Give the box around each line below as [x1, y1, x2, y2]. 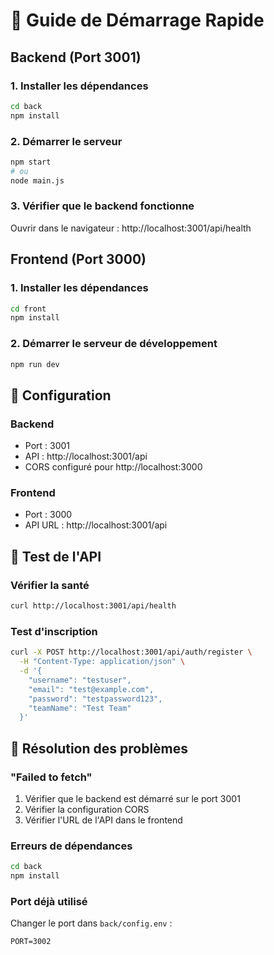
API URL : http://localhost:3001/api [24, 519, 168, 531]
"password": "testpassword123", [28, 694, 163, 704]
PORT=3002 [10, 937, 52, 947]
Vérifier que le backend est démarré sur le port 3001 [24, 792, 241, 804]
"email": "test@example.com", [28, 684, 155, 694]
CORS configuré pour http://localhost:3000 [24, 461, 203, 473]
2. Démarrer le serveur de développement [10, 337, 218, 351]
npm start [10, 157, 52, 167]
